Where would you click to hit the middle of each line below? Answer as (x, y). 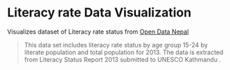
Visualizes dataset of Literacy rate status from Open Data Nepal (98, 32)
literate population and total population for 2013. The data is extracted (124, 52)
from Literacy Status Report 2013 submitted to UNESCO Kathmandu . (123, 59)
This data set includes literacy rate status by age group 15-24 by (116, 45)
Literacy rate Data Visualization (99, 13)
